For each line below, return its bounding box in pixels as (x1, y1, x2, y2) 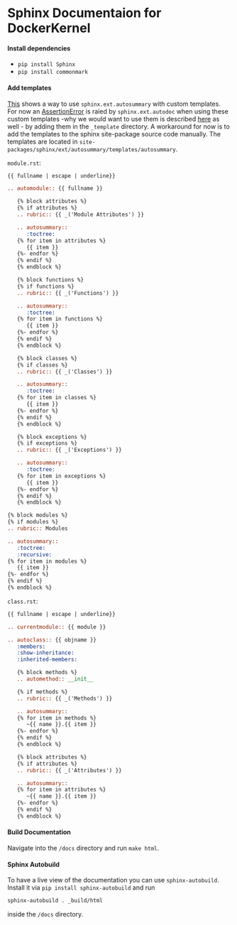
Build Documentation (7, 828, 71, 836)
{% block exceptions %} (16, 433, 87, 440)
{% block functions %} (16, 276, 84, 283)
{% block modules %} (7, 512, 69, 519)
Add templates (7, 83, 52, 92)
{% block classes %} (16, 355, 78, 362)
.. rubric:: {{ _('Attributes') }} (16, 767, 122, 774)
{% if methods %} (16, 688, 69, 696)
